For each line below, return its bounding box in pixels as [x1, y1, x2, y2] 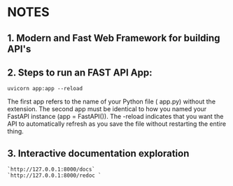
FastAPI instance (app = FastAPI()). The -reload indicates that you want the [7, 113, 224, 121]
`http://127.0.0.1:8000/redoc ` [7, 172, 101, 179]
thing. [7, 127, 24, 136]
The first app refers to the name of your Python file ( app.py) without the [7, 97, 216, 106]
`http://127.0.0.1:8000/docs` [7, 166, 96, 173]
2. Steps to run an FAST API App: [7, 66, 153, 78]
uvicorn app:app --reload [7, 85, 83, 92]
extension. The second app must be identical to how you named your [7, 105, 207, 113]
